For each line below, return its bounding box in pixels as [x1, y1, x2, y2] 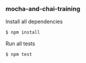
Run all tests [5, 40, 35, 47]
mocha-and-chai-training [5, 5, 81, 13]
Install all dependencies [5, 18, 63, 25]
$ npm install [5, 29, 41, 35]
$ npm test [5, 52, 32, 58]
